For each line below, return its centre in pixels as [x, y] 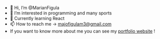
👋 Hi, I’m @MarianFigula [34, 8]
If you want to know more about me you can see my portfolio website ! [82, 31]
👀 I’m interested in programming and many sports [61, 13]
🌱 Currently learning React [37, 18]
